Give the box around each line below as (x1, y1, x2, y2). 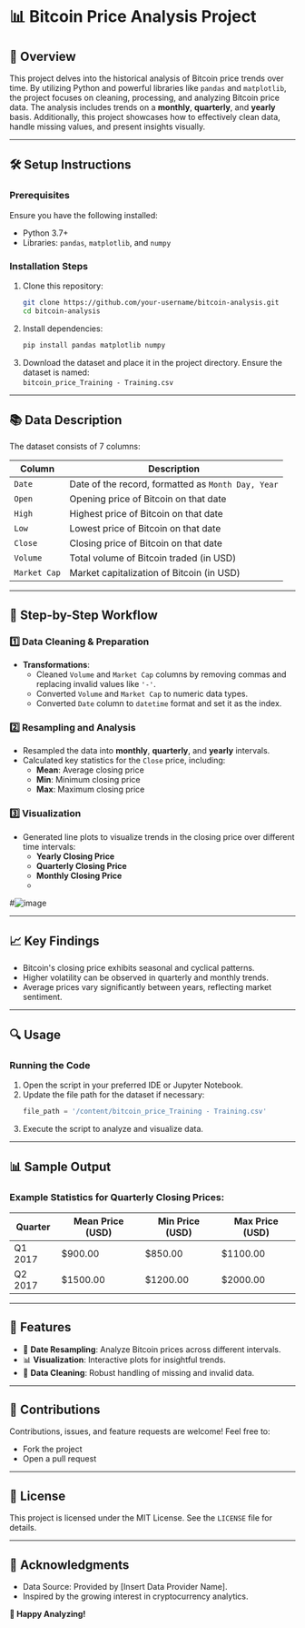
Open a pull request (22, 1453, 97, 1464)
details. (9, 1522, 37, 1533)
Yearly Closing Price (35, 851, 115, 862)
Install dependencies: (22, 323, 103, 334)
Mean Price (74, 1215, 124, 1228)
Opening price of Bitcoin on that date (69, 492, 227, 505)
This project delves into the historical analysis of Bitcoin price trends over (9, 73, 284, 84)
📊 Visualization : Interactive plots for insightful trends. (22, 1354, 226, 1365)
